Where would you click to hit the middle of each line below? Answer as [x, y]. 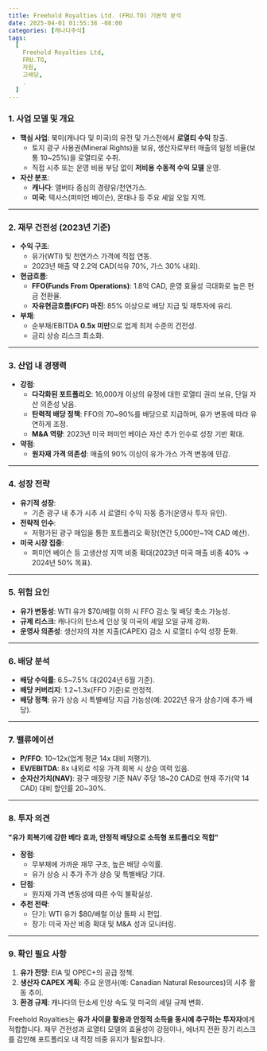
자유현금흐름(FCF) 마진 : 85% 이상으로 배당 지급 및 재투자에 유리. [132, 305]
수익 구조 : [35, 246]
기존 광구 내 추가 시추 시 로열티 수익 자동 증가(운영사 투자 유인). [130, 513]
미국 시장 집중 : [42, 542]
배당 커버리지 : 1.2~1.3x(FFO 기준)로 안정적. [87, 690]
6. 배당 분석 [29, 661]
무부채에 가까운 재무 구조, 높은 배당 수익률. [97, 864]
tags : [17, 38]
